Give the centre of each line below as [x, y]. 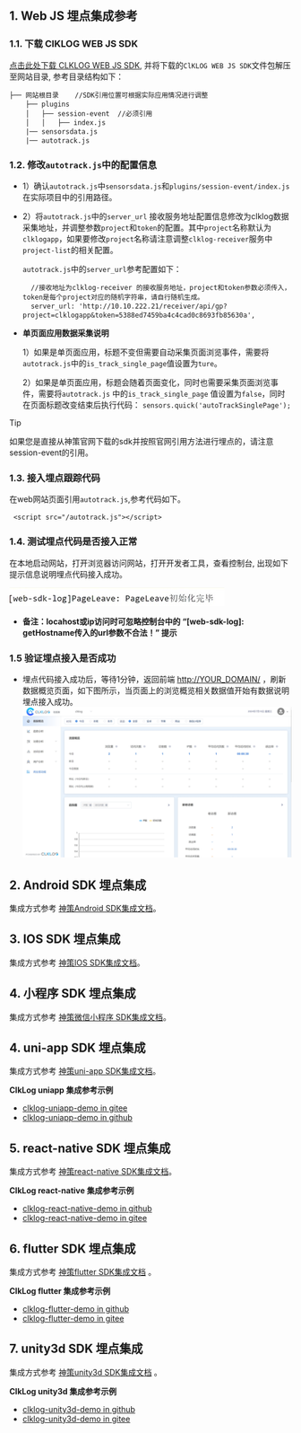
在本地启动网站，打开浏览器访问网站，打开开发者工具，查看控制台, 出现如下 [149, 563]
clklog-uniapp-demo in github [77, 1118]
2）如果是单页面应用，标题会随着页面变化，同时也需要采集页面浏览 [146, 382]
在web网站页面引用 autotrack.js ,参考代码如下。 [97, 499]
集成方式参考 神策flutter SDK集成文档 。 [83, 1271]
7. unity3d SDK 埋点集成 [76, 1349]
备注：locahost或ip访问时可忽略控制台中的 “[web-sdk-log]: [133, 621]
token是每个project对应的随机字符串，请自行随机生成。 [113, 297]
